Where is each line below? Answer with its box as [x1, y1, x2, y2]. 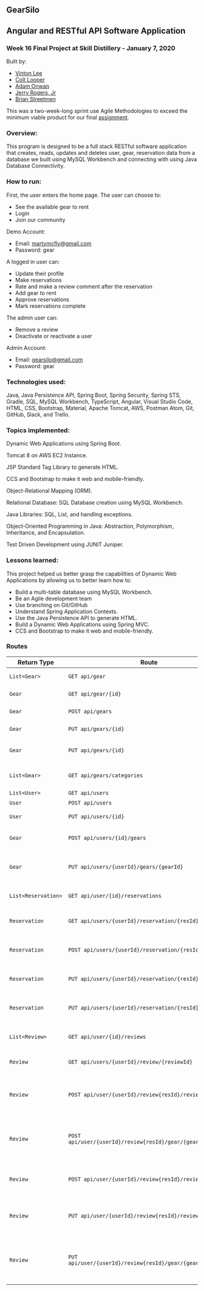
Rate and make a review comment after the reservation [15, 283, 153, 290]
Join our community [15, 216, 66, 223]
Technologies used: [6, 377, 66, 386]
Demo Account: [6, 228, 46, 235]
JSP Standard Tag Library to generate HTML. [6, 463, 119, 471]
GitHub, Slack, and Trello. [6, 411, 70, 418]
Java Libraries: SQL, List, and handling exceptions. [6, 511, 133, 518]
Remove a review [15, 325, 59, 333]
